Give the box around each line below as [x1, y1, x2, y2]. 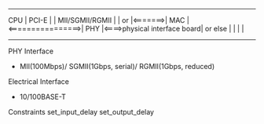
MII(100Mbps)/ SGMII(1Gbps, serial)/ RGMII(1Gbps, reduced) [19, 62, 214, 71]
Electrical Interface [8, 77, 69, 86]
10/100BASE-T [19, 92, 67, 101]
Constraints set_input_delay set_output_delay [8, 108, 155, 116]
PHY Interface [8, 46, 53, 56]
